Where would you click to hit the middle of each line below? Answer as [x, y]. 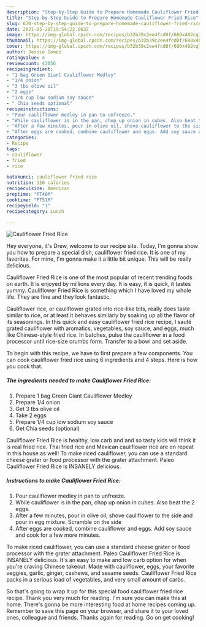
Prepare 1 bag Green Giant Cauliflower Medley [74, 396]
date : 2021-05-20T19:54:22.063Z [48, 29]
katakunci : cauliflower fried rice [52, 177]
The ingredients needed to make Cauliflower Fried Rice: [79, 380]
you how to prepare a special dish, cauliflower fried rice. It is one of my [96, 253]
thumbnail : [20, 40]
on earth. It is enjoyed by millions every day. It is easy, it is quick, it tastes [99, 284]
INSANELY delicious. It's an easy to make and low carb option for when [97, 560]
